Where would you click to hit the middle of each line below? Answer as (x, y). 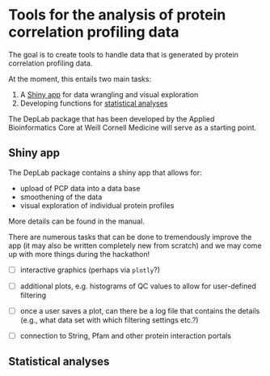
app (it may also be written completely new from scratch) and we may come (135, 246)
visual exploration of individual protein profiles (97, 205)
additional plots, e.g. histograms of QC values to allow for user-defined (138, 286)
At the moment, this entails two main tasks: (80, 79)
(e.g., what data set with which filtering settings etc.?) (109, 320)
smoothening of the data (61, 197)
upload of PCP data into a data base (80, 188)
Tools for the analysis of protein (117, 15)
